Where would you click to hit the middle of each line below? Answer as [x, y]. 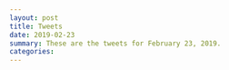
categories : [32, 52]
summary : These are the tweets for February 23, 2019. [115, 43]
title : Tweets [36, 26]
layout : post [34, 18]
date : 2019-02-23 [42, 35]
